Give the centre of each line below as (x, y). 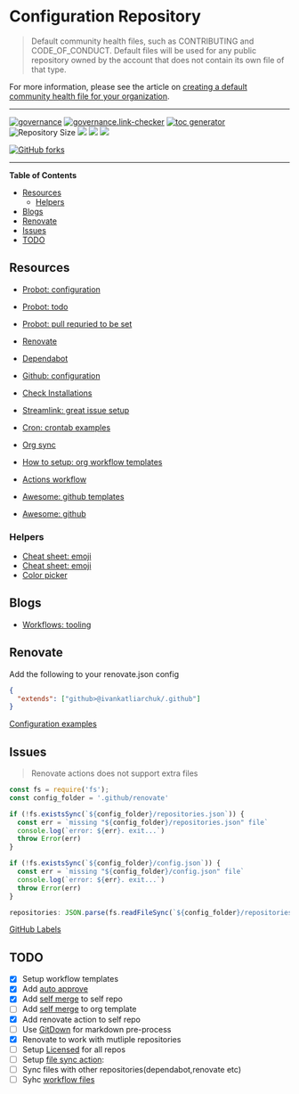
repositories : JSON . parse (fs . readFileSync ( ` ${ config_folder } (125, 912)
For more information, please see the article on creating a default (128, 86)
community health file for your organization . (90, 96)
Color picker (45, 576)
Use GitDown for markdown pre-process (97, 1029)
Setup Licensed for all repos (74, 1049)
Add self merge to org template (79, 1009)
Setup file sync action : (63, 1059)
